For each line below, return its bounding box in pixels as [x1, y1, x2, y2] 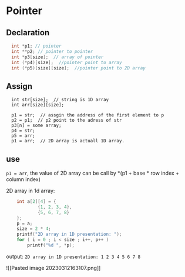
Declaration [6, 28, 50, 38]
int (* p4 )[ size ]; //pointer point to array [11, 59, 122, 65]
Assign [6, 81, 32, 91]
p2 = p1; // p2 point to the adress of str [11, 118, 122, 124]
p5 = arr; [11, 133, 35, 139]
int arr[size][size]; [11, 102, 65, 108]
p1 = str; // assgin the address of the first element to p [11, 112, 164, 118]
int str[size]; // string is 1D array [11, 97, 109, 103]
